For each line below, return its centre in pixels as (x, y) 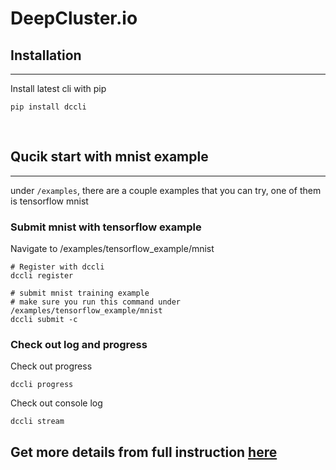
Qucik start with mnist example (109, 157)
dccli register (42, 276)
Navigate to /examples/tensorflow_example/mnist (112, 249)
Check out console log (56, 403)
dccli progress (42, 385)
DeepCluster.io (74, 18)
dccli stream (37, 422)
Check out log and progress (79, 345)
